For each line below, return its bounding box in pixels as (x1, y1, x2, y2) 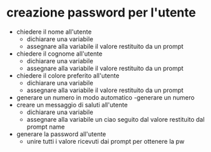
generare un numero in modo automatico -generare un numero (16, 93, 195, 101)
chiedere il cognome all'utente (16, 50, 102, 58)
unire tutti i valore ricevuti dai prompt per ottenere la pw (26, 137, 185, 145)
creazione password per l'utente (6, 5, 197, 21)
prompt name (26, 122, 65, 131)
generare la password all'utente (16, 129, 107, 138)
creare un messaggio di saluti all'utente (16, 100, 128, 109)
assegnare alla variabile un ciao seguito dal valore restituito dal (26, 115, 205, 123)
